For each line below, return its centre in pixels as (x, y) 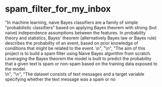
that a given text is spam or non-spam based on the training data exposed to (81, 64)
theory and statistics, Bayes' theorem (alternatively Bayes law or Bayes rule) (81, 38)
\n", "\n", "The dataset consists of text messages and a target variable (75, 74)
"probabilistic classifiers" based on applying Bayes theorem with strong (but (81, 27)
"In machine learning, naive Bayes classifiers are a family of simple (72, 22)
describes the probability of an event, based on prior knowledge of (72, 43)
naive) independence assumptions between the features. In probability (75, 33)
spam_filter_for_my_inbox (58, 9)
